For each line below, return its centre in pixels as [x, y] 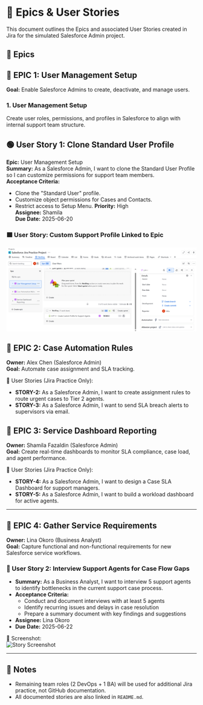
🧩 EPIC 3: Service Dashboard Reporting [82, 431]
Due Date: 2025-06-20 [44, 219]
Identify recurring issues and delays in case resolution [91, 608]
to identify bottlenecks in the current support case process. [89, 588]
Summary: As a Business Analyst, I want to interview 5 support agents [103, 582]
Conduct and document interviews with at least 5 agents [94, 601]
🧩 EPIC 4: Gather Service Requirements [82, 525]
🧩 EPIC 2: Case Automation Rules [70, 348]
